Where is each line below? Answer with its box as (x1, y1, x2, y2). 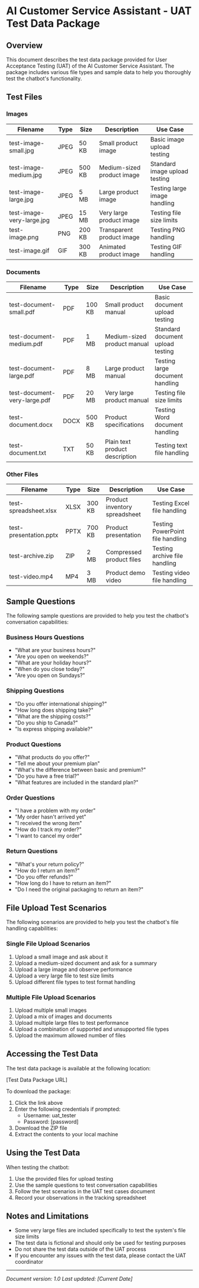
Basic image (150, 135, 185, 143)
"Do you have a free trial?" (14, 772, 80, 779)
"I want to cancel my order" (14, 832, 82, 839)
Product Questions (6, 740, 62, 748)
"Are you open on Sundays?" (14, 672, 85, 679)
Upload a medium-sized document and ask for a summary (14, 959, 157, 967)
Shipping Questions (6, 686, 65, 695)
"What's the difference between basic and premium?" (14, 766, 146, 773)
